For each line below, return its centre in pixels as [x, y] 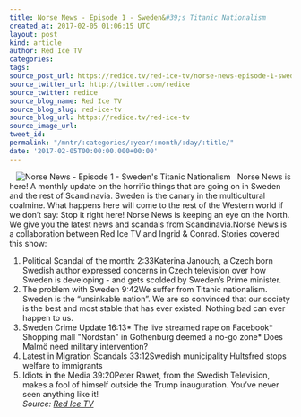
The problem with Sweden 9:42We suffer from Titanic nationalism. [145, 289]
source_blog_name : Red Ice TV [66, 101]
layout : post [34, 34]
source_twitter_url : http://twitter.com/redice [100, 84]
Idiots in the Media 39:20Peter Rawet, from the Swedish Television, [146, 375]
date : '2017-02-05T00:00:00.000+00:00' [84, 151]
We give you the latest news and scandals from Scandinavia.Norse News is [148, 224]
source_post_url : [42, 76]
